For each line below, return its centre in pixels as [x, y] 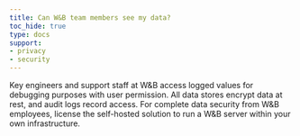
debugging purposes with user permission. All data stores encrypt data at [146, 95]
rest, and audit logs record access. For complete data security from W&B [144, 104]
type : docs [30, 34]
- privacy [28, 51]
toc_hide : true [38, 26]
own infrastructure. [45, 123]
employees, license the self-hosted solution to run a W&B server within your [150, 114]
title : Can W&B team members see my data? [90, 18]
